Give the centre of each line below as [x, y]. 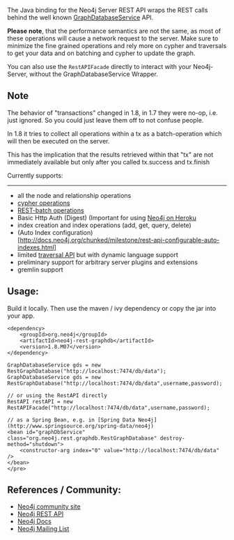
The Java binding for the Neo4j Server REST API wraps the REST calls [108, 10]
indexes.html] [37, 247]
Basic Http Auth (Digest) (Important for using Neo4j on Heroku [107, 217]
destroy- [173, 438]
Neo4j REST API [40, 514]
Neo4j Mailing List [43, 529]
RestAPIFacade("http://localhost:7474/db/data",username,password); [109, 408]
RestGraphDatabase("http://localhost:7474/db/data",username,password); [115, 383]
